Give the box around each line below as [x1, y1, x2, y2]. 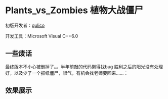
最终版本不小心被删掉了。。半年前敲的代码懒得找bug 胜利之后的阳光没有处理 [5, 64, 163, 70]
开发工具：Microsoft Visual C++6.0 [5, 33, 78, 39]
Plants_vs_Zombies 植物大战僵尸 [5, 5, 143, 16]
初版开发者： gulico [5, 22, 45, 28]
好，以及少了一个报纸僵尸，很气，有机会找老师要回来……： [5, 70, 129, 76]
